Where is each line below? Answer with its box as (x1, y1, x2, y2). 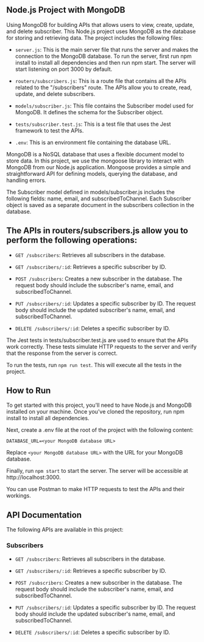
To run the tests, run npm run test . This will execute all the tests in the (6, 361, 182, 368)
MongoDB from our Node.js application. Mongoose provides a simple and (6, 163, 191, 170)
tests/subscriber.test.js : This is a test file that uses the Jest (15, 120, 172, 128)
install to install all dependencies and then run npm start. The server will (15, 59, 196, 66)
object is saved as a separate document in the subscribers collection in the (6, 201, 195, 208)
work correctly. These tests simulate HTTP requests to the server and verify (6, 343, 197, 350)
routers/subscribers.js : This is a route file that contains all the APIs (15, 77, 187, 84)
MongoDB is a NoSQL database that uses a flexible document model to (6, 150, 185, 158)
